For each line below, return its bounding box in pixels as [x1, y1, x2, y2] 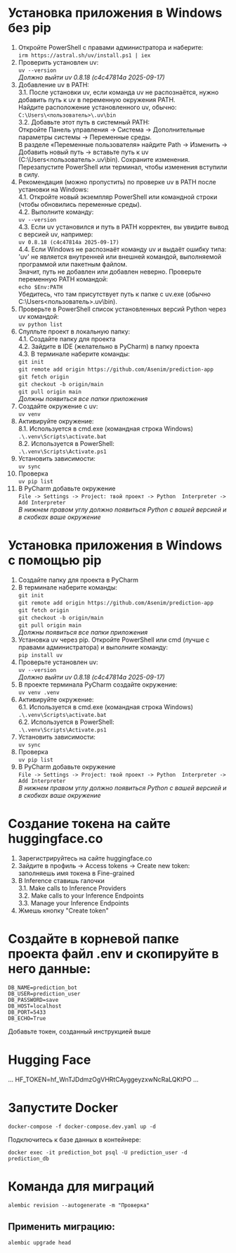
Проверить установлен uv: [18, 58, 99, 66]
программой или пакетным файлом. [18, 260, 128, 268]
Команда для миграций [8, 1178, 155, 1194]
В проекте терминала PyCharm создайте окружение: [18, 680, 178, 689]
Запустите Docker [8, 1100, 119, 1116]
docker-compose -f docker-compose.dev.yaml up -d [8, 1123, 157, 1130]
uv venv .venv [18, 689, 60, 696]
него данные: [8, 961, 91, 977]
